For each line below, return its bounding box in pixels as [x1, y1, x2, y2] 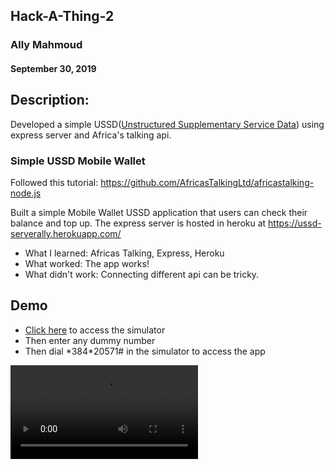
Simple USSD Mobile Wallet [10, 154, 146, 168]
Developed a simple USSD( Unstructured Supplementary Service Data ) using [10, 118, 325, 130]
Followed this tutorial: [10, 177, 99, 189]
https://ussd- [268, 217, 322, 229]
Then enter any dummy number [24, 334, 156, 346]
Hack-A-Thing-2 [10, 8, 115, 25]
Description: [10, 92, 90, 109]
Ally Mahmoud [10, 38, 83, 52]
